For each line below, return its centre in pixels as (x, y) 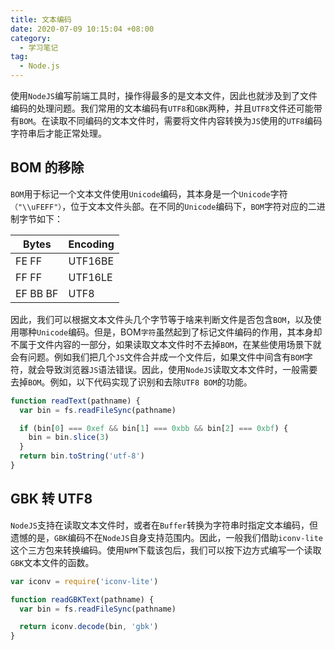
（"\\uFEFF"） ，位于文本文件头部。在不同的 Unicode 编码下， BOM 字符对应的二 (163, 206)
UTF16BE (91, 261)
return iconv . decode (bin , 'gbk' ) (89, 627)
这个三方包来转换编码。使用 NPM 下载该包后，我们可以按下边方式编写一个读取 (166, 550)
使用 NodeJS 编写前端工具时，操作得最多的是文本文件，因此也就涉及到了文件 (164, 95)
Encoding (91, 244)
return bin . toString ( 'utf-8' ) (82, 456)
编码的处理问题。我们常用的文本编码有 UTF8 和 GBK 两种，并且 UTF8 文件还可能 (162, 108)
